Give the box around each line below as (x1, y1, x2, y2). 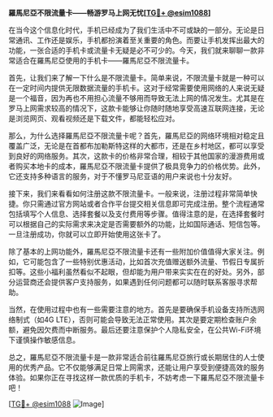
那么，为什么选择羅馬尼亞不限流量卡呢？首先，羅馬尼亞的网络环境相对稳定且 (8, 131, 265, 141)
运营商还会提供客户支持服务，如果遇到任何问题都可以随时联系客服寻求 (15, 277, 250, 287)
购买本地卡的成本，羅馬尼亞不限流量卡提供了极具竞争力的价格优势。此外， (15, 162, 265, 171)
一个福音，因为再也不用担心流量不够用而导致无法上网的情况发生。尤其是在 (15, 93, 265, 102)
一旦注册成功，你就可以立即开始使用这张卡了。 (8, 229, 165, 239)
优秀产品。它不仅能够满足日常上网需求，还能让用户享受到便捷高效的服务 (22, 363, 265, 372)
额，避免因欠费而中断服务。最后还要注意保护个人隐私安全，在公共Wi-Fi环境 (8, 325, 262, 334)
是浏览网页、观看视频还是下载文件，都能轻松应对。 (8, 114, 180, 123)
